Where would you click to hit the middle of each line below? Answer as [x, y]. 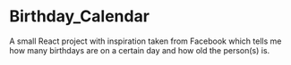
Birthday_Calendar [80, 16]
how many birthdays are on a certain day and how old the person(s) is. [140, 50]
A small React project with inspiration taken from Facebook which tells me [145, 41]
